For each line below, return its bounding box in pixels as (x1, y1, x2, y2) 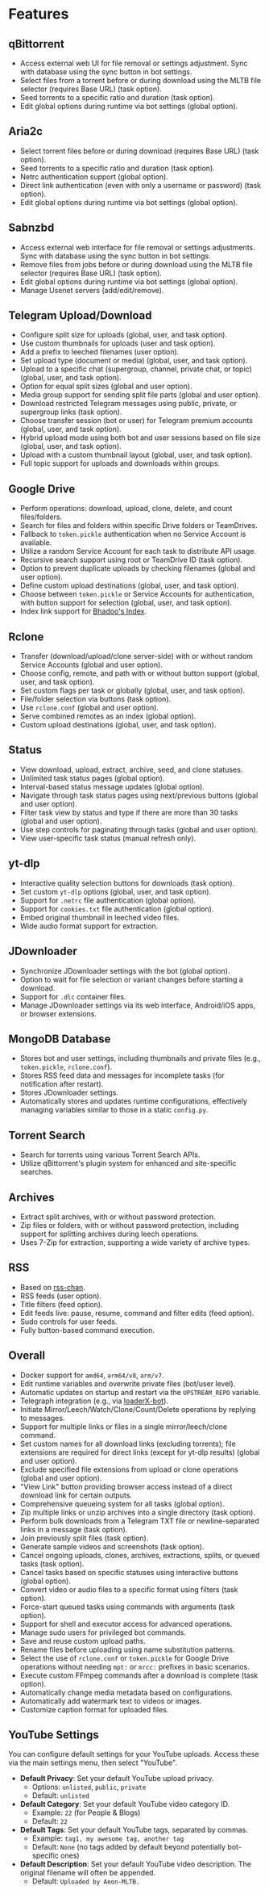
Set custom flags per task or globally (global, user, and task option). (19, 685, 246, 695)
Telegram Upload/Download (8, 308, 152, 323)
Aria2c (8, 124, 43, 138)
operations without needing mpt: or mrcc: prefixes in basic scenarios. (19, 1661, 250, 1671)
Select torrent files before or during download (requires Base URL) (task (19, 146, 259, 156)
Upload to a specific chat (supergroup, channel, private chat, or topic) (19, 364, 252, 374)
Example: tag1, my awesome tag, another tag (31, 1833, 184, 1843)
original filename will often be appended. (19, 1868, 155, 1878)
